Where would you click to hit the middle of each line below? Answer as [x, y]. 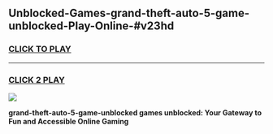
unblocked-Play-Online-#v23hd [91, 26]
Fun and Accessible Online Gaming [69, 121]
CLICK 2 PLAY [37, 80]
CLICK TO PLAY [40, 50]
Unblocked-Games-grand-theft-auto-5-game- [129, 13]
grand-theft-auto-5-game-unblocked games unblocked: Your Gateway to [135, 112]
